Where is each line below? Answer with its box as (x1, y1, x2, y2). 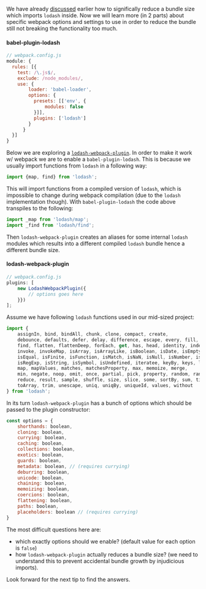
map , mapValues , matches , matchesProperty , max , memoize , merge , (17, 365, 188, 372)
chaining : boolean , (17, 480, 67, 487)
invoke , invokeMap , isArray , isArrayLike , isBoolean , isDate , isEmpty (17, 348, 202, 355)
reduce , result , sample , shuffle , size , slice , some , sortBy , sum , (17, 377, 193, 383)
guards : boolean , (17, 457, 62, 464)
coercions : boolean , (17, 492, 70, 498)
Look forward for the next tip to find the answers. (6, 576, 131, 583)
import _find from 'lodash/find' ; (6, 222, 95, 228)
